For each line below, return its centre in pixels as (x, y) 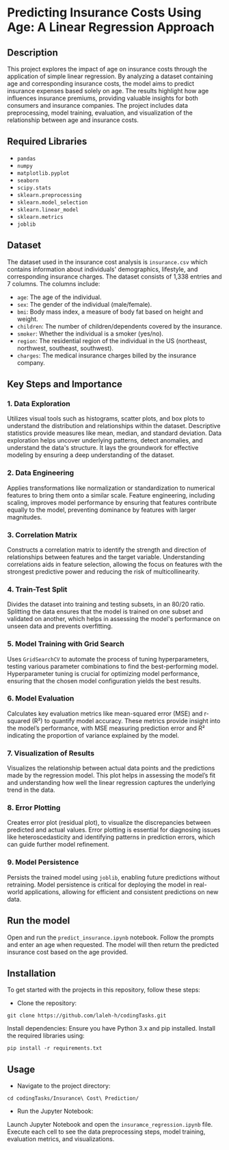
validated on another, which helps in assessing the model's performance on (114, 619)
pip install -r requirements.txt (55, 1048)
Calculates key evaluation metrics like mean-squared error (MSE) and (105, 713)
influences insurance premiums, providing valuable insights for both (103, 98)
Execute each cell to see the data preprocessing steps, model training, (106, 1132)
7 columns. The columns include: (54, 283)
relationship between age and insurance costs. (73, 120)
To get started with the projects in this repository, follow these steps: (104, 990)
